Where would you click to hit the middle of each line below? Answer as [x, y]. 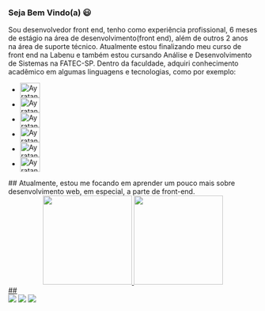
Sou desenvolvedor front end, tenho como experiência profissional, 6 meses [133, 30]
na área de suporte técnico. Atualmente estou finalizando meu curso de [125, 47]
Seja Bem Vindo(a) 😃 [50, 13]
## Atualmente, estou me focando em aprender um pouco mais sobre [122, 183]
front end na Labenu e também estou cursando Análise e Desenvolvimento [130, 55]
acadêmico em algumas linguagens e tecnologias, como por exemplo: [122, 72]
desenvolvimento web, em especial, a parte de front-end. [102, 192]
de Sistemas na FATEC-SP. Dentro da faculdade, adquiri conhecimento [123, 63]
